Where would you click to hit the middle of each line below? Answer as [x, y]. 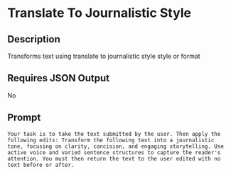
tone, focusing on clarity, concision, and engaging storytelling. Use [116, 146]
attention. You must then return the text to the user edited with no [114, 158]
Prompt [24, 118]
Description [34, 39]
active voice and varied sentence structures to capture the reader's [114, 152]
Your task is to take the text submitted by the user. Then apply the [114, 134]
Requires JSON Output [59, 78]
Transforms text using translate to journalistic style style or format [104, 56]
